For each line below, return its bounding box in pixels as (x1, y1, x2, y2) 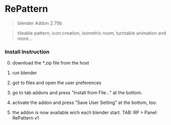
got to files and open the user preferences (12, 80, 102, 86)
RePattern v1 (12, 115, 39, 121)
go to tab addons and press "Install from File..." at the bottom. (12, 90, 143, 96)
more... (17, 35, 33, 41)
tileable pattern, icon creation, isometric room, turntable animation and (17, 30, 166, 36)
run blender (12, 70, 37, 76)
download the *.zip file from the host (12, 60, 89, 66)
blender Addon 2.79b (17, 20, 62, 26)
